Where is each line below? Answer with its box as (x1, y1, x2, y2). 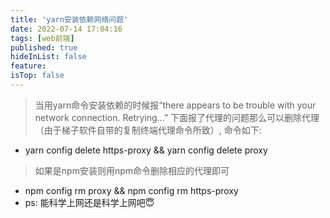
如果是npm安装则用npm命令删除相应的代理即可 (34, 164, 230, 176)
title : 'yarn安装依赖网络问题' (10, 14, 129, 25)
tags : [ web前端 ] (10, 33, 75, 43)
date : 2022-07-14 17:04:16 (10, 24, 123, 34)
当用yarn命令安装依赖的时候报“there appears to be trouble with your (34, 99, 317, 111)
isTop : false (10, 71, 65, 81)
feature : (10, 61, 47, 71)
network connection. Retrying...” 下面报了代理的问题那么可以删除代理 (34, 111, 320, 123)
